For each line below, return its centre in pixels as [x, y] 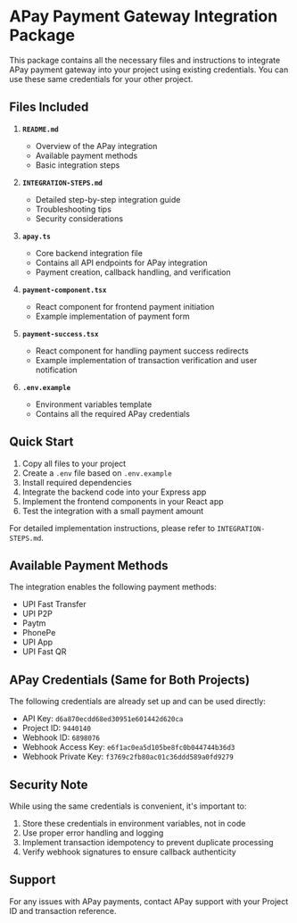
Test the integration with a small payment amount [113, 511]
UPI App [37, 642]
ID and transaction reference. [63, 911]
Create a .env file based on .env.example [97, 473]
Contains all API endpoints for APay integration [121, 262]
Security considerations [79, 218]
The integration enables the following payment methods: [113, 587]
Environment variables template [94, 404]
